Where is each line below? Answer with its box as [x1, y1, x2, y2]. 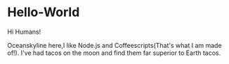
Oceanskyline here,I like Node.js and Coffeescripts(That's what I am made [7, 41, 223, 49]
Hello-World [7, 4, 80, 20]
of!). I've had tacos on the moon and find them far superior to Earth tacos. [7, 49, 221, 57]
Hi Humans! [7, 27, 41, 36]
